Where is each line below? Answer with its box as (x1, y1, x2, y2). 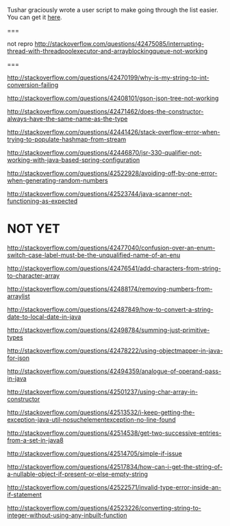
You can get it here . (7, 13, 63, 21)
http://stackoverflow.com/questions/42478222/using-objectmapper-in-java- (7, 346, 223, 355)
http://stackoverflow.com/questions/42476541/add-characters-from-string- (7, 264, 221, 272)
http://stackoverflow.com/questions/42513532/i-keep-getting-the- (7, 408, 195, 416)
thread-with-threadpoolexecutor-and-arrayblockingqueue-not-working (7, 47, 208, 55)
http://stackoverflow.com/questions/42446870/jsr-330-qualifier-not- (7, 149, 202, 156)
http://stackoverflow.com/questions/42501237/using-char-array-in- (7, 387, 199, 396)
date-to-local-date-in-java (7, 312, 81, 321)
